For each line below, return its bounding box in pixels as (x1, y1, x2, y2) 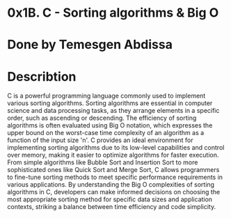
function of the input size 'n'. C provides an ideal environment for (7, 136, 193, 144)
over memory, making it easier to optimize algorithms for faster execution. (7, 151, 219, 159)
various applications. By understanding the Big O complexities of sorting (7, 180, 214, 189)
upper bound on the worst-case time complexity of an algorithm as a (7, 129, 205, 137)
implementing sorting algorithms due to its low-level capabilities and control (7, 143, 225, 152)
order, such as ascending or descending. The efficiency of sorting (7, 114, 197, 123)
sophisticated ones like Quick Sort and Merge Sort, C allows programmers (7, 166, 220, 174)
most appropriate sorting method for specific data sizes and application (7, 195, 213, 203)
